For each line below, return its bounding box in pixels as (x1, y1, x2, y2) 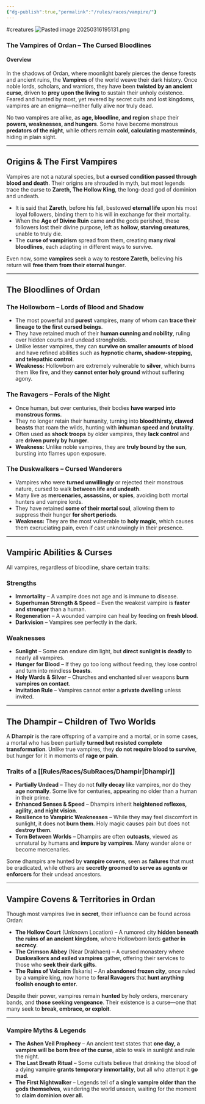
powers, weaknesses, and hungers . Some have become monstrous (6, 120, 178, 127)
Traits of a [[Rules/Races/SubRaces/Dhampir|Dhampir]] (6, 767, 175, 775)
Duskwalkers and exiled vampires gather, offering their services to (15, 955, 185, 962)
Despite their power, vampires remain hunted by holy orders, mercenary (6, 992, 188, 1000)
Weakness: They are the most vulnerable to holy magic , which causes (15, 517, 194, 525)
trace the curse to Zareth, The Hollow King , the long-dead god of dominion (6, 185, 196, 193)
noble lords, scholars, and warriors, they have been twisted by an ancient (6, 82, 193, 90)
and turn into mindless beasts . (15, 667, 93, 675)
